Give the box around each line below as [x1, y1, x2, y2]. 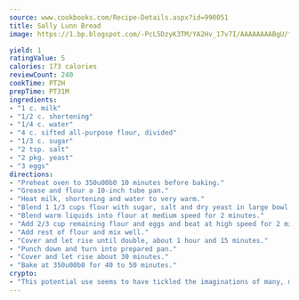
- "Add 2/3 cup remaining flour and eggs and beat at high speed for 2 [9, 219, 280, 228]
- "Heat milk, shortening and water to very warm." [9, 195, 205, 204]
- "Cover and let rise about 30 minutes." [9, 253, 169, 262]
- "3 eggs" [9, 161, 50, 170]
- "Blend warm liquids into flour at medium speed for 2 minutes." [9, 211, 265, 220]
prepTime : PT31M [9, 86, 69, 96]
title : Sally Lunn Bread [9, 21, 101, 30]
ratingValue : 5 [9, 54, 66, 63]
